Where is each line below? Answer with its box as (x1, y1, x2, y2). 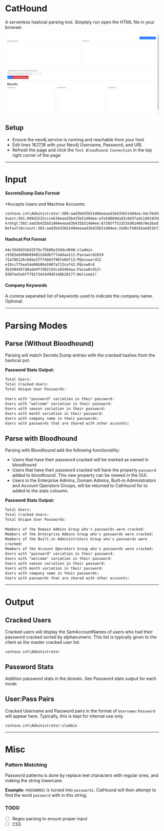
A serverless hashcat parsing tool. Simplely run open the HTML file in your (5, 19, 155, 25)
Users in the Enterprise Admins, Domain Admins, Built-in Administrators (12, 477, 156, 484)
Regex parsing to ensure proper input (12, 815, 88, 821)
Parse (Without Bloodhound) (5, 339, 94, 347)
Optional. (5, 298, 23, 304)
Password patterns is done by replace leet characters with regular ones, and (5, 772, 159, 778)
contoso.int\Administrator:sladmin (5, 723, 78, 728)
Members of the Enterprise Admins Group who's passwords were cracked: (5, 532, 154, 537)
